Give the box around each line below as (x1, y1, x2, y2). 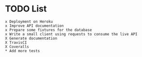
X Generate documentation (5, 36, 57, 41)
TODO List (5, 3, 47, 14)
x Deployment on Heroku (5, 19, 53, 24)
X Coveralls (5, 44, 29, 49)
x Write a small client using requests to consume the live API (5, 32, 138, 36)
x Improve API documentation (5, 23, 64, 28)
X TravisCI (5, 40, 27, 45)
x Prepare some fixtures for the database (5, 27, 92, 32)
